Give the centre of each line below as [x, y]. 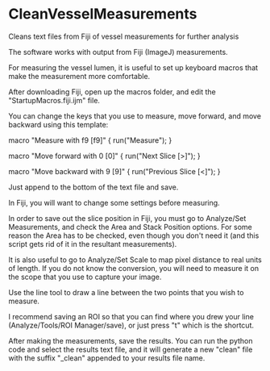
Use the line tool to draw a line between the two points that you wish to [126, 292]
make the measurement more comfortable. [79, 76]
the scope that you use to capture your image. [85, 277]
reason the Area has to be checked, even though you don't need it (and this [134, 236]
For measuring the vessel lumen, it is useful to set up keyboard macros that [133, 67]
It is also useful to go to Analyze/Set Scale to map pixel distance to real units [135, 260]
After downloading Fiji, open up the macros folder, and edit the [112, 92]
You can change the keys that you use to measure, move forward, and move [135, 116]
